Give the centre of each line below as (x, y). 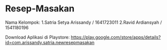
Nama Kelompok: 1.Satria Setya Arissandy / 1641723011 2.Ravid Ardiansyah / (83, 22)
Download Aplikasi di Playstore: (37, 37)
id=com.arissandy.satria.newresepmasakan (50, 42)
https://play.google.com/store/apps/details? (116, 37)
